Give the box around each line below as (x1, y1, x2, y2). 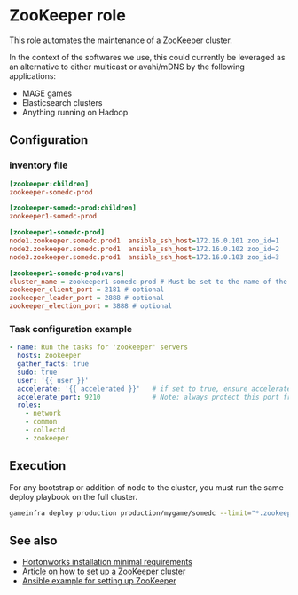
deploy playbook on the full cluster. (9, 491, 137, 502)
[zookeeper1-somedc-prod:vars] (9, 268, 125, 278)
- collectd (25, 425, 66, 435)
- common (25, 417, 58, 426)
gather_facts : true (17, 360, 90, 369)
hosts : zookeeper (17, 352, 82, 361)
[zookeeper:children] (9, 179, 90, 188)
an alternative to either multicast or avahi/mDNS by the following (9, 61, 246, 72)
